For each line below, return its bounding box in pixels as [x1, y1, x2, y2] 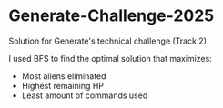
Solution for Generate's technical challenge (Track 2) [8, 35, 207, 46]
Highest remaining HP [21, 80, 105, 91]
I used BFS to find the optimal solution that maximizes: [8, 53, 213, 64]
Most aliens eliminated [21, 70, 106, 82]
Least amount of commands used [21, 90, 148, 101]
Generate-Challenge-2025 [8, 5, 215, 26]
